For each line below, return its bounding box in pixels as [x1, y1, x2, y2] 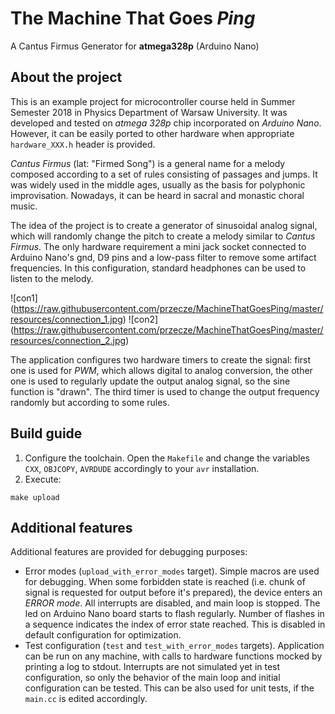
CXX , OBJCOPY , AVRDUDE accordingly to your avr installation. [24, 462, 260, 474]
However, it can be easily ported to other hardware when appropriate [10, 127, 295, 139]
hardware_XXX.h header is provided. [10, 138, 156, 150]
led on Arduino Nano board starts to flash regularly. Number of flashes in [24, 608, 325, 620]
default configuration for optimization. [24, 629, 182, 641]
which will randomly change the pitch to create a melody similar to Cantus [10, 230, 316, 242]
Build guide [10, 425, 83, 442]
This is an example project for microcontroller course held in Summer [10, 95, 296, 107]
